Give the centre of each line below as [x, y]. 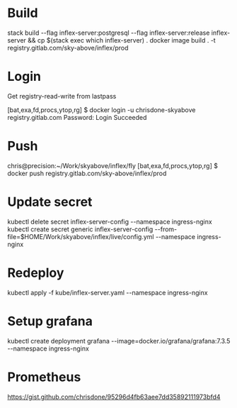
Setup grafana [50, 321]
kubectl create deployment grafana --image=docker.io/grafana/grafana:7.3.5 [119, 341]
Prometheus [44, 377]
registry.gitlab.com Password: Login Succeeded [77, 117]
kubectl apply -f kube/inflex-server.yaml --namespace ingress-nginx [108, 292]
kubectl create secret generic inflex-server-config [80, 229]
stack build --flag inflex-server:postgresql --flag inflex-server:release [109, 33]
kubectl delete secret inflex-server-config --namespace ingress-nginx [110, 221]
